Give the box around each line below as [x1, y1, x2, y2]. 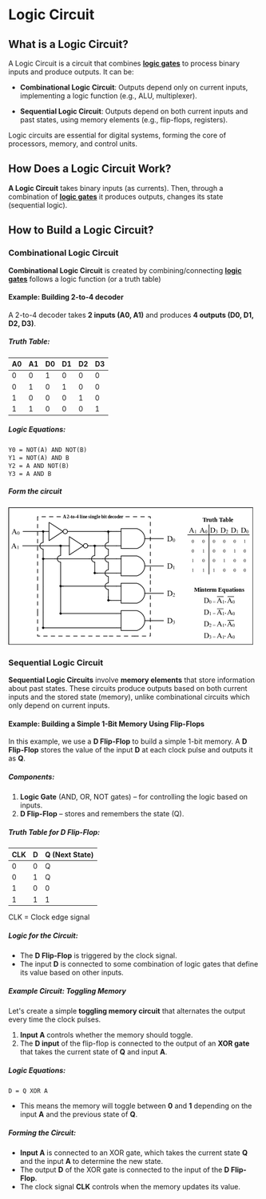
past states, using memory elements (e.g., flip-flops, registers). [19, 115, 228, 125]
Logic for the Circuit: [8, 931, 78, 940]
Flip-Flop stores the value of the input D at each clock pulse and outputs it [8, 745, 253, 755]
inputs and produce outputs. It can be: [8, 67, 134, 77]
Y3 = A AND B [8, 470, 52, 478]
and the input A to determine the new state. [19, 1156, 164, 1165]
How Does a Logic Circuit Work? [8, 162, 172, 176]
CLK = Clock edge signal [8, 912, 90, 922]
